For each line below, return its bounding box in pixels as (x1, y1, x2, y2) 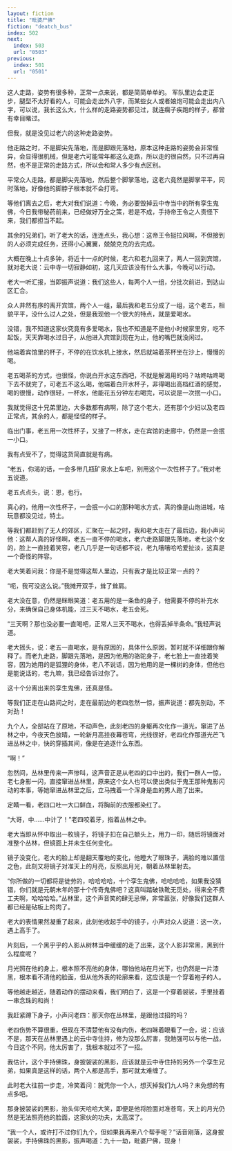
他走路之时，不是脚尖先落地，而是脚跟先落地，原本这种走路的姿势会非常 (7, 143, 213, 152)
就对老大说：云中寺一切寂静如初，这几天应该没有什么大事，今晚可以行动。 (7, 262, 219, 271)
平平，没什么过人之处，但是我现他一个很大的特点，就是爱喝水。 (12, 310, 195, 318)
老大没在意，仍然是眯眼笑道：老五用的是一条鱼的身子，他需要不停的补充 (7, 596, 213, 605)
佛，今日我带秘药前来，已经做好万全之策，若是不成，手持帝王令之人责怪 (7, 207, 213, 215)
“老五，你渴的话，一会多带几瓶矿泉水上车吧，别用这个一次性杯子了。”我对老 (7, 465, 222, 473)
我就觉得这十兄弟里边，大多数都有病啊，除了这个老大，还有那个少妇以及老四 (7, 403, 225, 411)
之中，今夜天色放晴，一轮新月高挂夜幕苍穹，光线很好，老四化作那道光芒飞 (12, 730, 225, 738)
